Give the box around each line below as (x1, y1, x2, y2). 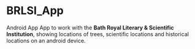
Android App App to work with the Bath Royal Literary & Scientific (6, 24, 174, 31)
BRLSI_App (6, 4, 64, 18)
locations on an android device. (6, 37, 86, 44)
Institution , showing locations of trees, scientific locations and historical (6, 30, 189, 37)
